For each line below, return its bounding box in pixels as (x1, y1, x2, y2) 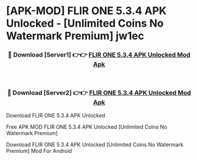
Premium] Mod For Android (6, 147, 73, 154)
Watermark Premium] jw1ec (6, 30, 145, 43)
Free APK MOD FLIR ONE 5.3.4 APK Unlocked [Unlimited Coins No (6, 123, 168, 130)
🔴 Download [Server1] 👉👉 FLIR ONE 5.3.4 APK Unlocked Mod (8, 51, 191, 59)
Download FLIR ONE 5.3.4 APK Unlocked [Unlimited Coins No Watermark (6, 141, 184, 148)
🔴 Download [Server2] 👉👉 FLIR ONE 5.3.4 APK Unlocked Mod (6, 89, 192, 97)
